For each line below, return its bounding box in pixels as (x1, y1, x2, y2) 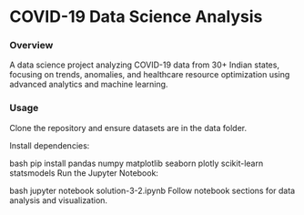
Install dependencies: (9, 139, 90, 151)
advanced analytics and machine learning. (9, 79, 168, 90)
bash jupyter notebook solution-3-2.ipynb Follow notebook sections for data (9, 185, 296, 196)
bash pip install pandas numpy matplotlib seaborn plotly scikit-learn (9, 158, 264, 169)
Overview (9, 39, 54, 52)
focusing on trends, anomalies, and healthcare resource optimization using (9, 69, 290, 80)
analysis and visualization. (9, 194, 107, 206)
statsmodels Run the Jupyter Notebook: (9, 167, 159, 179)
